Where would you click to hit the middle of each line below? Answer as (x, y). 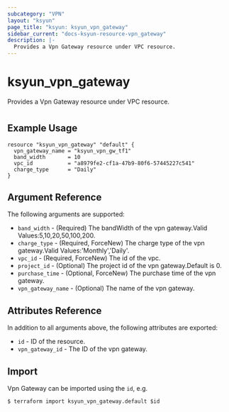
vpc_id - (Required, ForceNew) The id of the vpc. (89, 258)
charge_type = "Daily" (55, 169)
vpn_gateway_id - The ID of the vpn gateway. (82, 349)
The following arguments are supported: (66, 214)
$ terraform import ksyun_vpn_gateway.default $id (84, 401)
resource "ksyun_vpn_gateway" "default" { (71, 145)
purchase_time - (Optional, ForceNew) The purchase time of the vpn (117, 273)
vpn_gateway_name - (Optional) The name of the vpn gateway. (106, 289)
